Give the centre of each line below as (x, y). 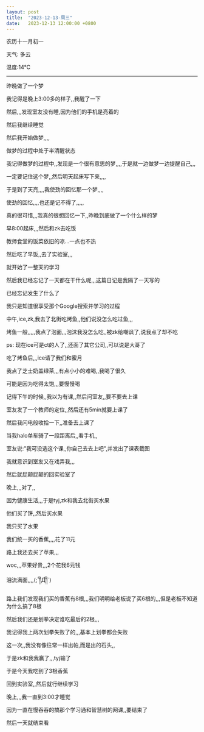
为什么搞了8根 (24, 606)
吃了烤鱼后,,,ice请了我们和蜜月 (44, 358)
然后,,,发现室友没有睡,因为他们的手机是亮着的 (63, 112)
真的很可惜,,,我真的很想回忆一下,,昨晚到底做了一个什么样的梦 (82, 215)
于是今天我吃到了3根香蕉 (37, 671)
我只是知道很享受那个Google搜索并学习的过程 (63, 306)
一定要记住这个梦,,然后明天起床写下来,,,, (56, 177)
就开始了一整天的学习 (33, 267)
